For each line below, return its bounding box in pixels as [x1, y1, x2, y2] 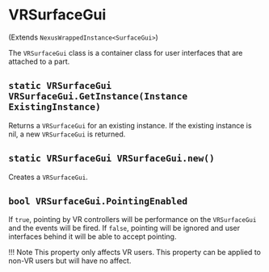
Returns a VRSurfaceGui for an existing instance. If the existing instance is [8, 120, 252, 130]
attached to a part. [8, 56, 70, 66]
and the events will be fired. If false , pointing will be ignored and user [8, 224, 241, 233]
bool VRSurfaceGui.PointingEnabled [8, 195, 188, 207]
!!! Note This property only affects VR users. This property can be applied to [8, 248, 261, 257]
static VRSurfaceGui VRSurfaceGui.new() [8, 153, 216, 165]
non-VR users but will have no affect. [8, 256, 132, 266]
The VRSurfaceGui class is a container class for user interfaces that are [8, 48, 243, 57]
